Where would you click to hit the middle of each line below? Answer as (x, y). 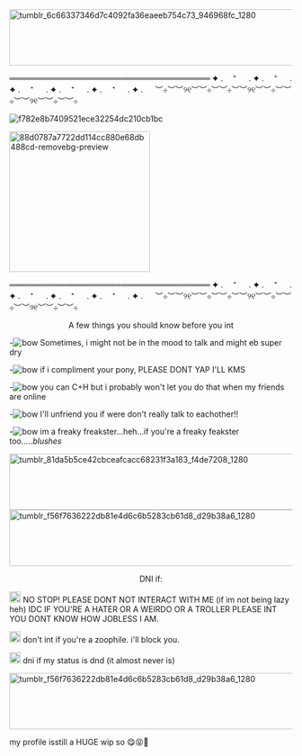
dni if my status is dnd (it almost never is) (98, 660)
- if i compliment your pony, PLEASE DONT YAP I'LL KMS (127, 369)
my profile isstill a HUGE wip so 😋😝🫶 (79, 742)
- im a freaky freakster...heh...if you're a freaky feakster (124, 432)
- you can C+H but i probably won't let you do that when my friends (147, 387)
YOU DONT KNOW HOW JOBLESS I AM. (84, 619)
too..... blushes (36, 441)
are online (28, 396)
